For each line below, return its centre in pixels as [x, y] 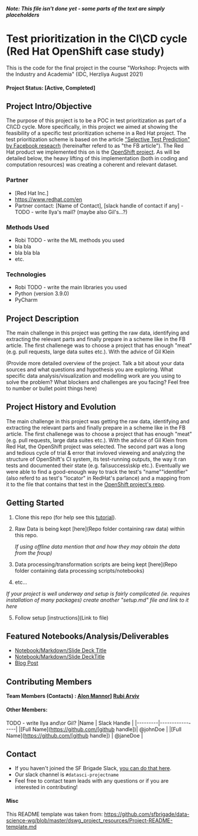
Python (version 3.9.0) [42, 293]
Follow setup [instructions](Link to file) [61, 618]
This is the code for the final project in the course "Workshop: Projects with [98, 68]
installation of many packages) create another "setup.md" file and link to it [98, 600]
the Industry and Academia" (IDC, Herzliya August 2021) [75, 74]
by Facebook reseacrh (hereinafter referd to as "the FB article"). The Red [95, 146]
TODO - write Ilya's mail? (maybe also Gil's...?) [71, 212]
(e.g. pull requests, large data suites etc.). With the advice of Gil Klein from [97, 440]
